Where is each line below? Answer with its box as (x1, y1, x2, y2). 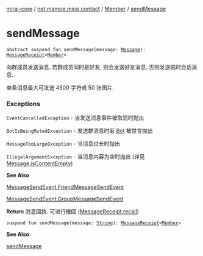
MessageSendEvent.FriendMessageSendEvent (6, 183, 124, 191)
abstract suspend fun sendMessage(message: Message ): (6, 46, 146, 52)
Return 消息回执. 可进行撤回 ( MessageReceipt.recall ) (6, 208, 139, 215)
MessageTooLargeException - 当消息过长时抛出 (6, 140, 121, 148)
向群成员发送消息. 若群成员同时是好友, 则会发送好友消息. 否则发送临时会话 (6, 63, 192, 71)
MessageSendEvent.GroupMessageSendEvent (6, 195, 124, 203)
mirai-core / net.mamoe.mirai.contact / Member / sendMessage (6, 5, 166, 12)
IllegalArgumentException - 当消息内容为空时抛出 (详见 (6, 153, 145, 160)
